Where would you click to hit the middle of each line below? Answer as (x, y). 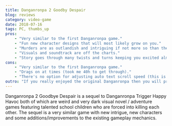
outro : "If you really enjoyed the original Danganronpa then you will (83, 81)
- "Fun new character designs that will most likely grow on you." (88, 44)
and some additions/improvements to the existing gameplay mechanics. (81, 118)
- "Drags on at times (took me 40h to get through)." (73, 72)
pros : (11, 34)
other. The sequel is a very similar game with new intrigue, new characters (84, 112)
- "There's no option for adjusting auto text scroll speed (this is (90, 77)
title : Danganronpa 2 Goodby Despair (46, 10)
